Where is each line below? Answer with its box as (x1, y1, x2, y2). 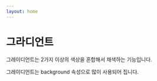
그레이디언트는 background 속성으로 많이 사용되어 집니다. (6, 68, 139, 75)
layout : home (6, 8, 38, 15)
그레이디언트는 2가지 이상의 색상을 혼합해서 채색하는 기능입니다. (6, 56, 152, 63)
